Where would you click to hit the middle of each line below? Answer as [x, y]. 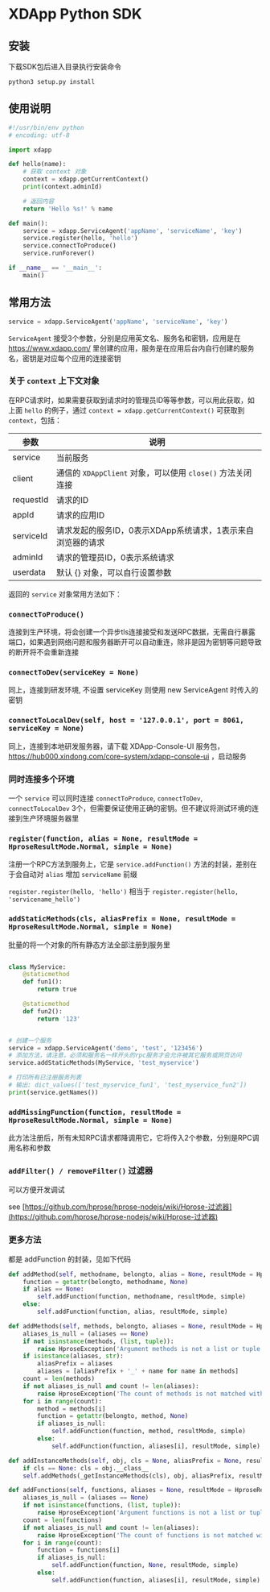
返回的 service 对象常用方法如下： [65, 594]
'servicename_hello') [45, 900]
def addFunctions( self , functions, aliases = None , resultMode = [120, 1490]
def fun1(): [43, 982]
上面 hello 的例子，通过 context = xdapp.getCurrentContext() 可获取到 [127, 410]
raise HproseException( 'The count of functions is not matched [145, 1535]
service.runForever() [59, 254]
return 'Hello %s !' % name [68, 209]
